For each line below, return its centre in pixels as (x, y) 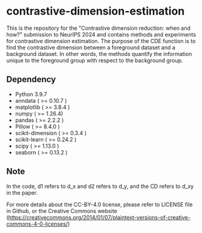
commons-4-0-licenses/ (37, 224)
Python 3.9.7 (31, 94)
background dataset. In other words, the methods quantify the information (99, 54)
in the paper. (22, 192)
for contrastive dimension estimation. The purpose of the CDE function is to (101, 41)
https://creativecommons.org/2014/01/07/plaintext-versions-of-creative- (99, 217)
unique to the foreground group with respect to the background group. (95, 60)
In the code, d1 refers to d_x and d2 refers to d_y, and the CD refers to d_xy (100, 186)
